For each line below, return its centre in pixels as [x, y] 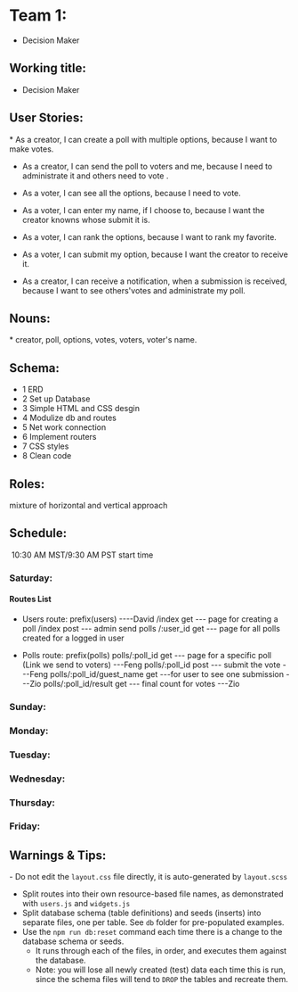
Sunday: [28, 707]
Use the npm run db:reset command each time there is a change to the [152, 932]
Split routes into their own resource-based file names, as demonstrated [153, 894]
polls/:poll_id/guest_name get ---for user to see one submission [167, 674]
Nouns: [30, 318]
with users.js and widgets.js [76, 904]
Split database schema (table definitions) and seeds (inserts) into [141, 913]
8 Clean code [47, 456]
